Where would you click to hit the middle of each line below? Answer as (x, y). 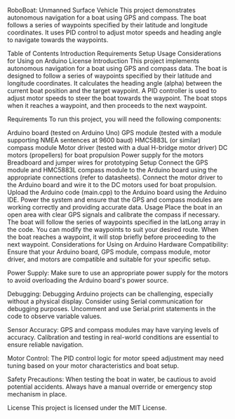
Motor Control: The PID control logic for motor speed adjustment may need (116, 358)
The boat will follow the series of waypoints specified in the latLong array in (116, 222)
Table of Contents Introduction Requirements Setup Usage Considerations (114, 53)
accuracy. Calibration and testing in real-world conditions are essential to (113, 337)
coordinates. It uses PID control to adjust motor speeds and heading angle (115, 32)
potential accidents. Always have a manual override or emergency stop (110, 387)
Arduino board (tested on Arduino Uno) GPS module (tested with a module (115, 133)
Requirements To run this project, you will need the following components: (115, 119)
